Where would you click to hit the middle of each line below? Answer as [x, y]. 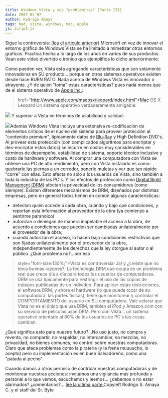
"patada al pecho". [24, 359]
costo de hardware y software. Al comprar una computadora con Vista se [81, 158]
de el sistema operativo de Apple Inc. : [44, 90]
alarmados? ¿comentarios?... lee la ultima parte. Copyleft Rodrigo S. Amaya [82, 385]
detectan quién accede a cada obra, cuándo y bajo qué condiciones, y [85, 206]
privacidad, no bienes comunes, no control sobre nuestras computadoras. [82, 343]
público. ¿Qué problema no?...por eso [51, 254]
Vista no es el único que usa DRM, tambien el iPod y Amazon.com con [90, 306]
